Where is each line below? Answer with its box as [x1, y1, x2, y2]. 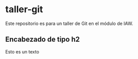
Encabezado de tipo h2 [5, 35, 80, 44]
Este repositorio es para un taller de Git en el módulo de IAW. [5, 20, 133, 26]
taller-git [5, 4, 43, 15]
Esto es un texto [5, 48, 39, 54]
